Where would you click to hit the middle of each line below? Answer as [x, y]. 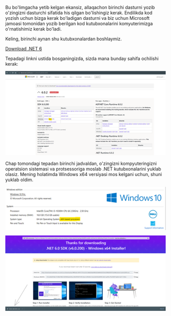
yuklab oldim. [19, 180]
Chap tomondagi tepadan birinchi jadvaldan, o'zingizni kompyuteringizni [81, 164]
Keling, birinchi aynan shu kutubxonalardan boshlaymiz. [64, 39]
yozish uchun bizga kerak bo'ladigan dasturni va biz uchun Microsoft [78, 18]
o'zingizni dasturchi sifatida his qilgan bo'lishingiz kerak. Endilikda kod [79, 13]
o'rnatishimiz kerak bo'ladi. [34, 29]
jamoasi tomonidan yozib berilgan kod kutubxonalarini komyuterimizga [79, 23]
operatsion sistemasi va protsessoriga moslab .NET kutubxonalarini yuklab [83, 169]
